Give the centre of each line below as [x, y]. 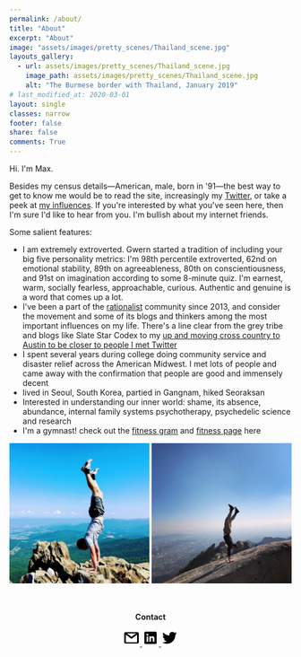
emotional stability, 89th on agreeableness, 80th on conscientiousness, [154, 268]
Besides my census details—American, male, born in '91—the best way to [145, 186]
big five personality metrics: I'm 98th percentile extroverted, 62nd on [150, 259]
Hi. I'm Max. [31, 169]
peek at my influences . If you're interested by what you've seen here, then [146, 205]
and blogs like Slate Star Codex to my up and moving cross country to [151, 335]
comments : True [38, 142]
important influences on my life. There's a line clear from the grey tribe [153, 326]
